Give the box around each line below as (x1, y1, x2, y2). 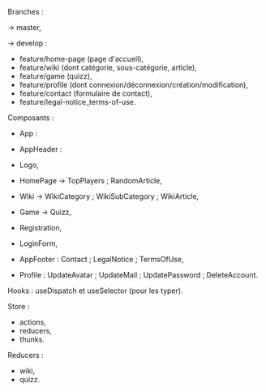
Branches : (7, 7, 44, 16)
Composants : (7, 113, 54, 123)
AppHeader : (19, 144, 62, 153)
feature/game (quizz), (19, 71, 92, 80)
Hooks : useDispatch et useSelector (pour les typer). (7, 286, 183, 295)
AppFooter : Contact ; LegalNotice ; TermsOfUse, (19, 255, 184, 264)
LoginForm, (19, 239, 58, 248)
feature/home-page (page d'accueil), (19, 54, 144, 63)
